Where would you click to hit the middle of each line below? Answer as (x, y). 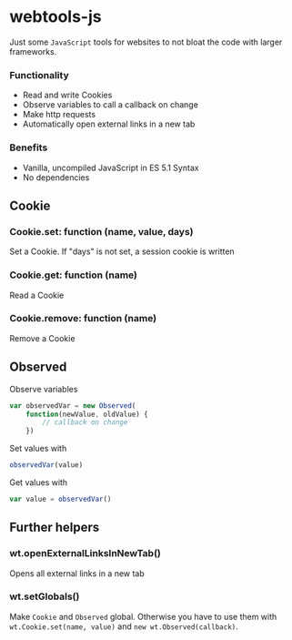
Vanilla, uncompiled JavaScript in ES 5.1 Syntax (111, 168)
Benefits (29, 147)
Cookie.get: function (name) (74, 275)
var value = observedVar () (60, 499)
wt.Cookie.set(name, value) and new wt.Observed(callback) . (124, 626)
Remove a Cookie (42, 338)
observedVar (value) (46, 465)
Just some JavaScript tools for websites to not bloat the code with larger (146, 42)
